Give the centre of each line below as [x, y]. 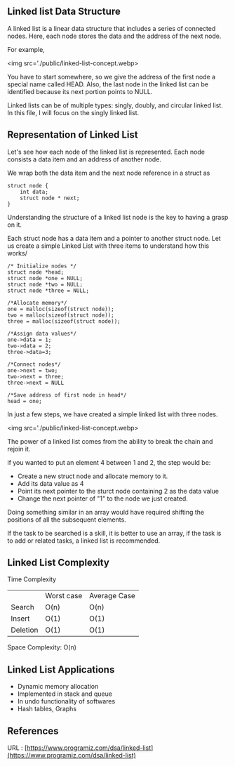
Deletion [25, 630]
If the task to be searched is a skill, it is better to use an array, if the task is [114, 533]
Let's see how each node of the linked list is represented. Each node [106, 152]
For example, [26, 49]
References [33, 731]
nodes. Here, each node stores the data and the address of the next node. [114, 36]
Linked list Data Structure [64, 12]
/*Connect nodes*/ [34, 364]
